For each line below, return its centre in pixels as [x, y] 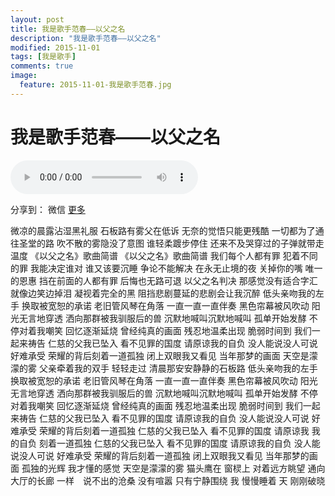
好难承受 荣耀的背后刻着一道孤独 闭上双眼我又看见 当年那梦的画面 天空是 [160, 355]
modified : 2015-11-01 [55, 47]
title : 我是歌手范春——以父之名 [68, 29]
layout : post [37, 19]
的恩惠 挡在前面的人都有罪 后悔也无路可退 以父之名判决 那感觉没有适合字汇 [164, 280]
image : [24, 76]
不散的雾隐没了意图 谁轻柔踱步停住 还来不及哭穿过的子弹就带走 [194, 243]
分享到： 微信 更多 [48, 209]
